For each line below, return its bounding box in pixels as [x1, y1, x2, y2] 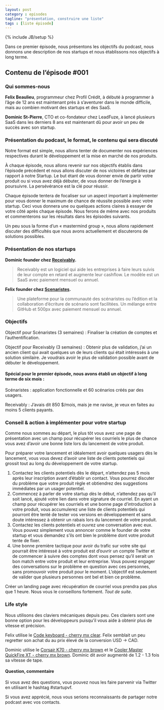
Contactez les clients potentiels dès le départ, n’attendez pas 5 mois [12, 470, 150, 476]
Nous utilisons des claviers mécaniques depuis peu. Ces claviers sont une [5, 612, 155, 618]
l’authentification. [5, 334, 40, 340]
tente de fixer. [12, 538, 41, 544]
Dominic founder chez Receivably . [5, 257, 77, 262]
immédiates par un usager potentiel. [12, 486, 85, 492]
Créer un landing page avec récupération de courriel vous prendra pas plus [5, 584, 158, 590]
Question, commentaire [5, 668, 54, 674]
